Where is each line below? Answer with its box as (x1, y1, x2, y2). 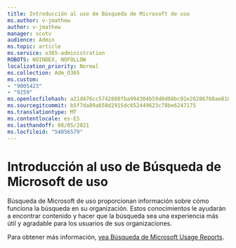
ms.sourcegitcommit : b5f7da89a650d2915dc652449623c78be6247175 (7, 102, 197, 109)
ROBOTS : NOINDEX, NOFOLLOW (7, 56, 86, 63)
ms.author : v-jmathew (7, 17, 71, 24)
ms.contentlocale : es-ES (7, 115, 80, 122)
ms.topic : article (7, 43, 61, 50)
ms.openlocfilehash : (7, 96, 68, 103)
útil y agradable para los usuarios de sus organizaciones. (7, 219, 172, 228)
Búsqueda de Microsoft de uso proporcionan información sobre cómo (7, 197, 209, 205)
